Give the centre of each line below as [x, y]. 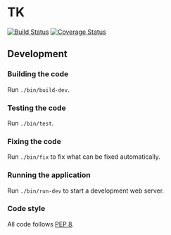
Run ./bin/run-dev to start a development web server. [85, 191]
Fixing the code [34, 141]
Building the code [38, 74]
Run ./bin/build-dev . [38, 90]
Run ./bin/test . [31, 123]
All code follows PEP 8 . [40, 224]
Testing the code [37, 108]
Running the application [49, 175]
